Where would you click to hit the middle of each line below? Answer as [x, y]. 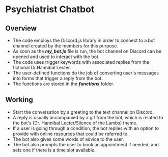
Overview [21, 28]
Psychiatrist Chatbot [50, 9]
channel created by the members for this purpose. [65, 46]
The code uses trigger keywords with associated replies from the [81, 62]
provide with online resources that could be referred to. [71, 134]
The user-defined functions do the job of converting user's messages [86, 73]
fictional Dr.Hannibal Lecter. [42, 68]
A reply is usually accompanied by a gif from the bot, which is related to [88, 117]
